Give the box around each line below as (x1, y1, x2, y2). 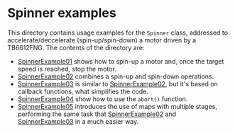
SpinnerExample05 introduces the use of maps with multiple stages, (17, 102, 218, 110)
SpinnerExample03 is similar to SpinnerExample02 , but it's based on (17, 79, 219, 88)
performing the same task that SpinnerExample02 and (17, 110, 176, 118)
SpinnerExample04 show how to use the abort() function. (17, 94, 188, 103)
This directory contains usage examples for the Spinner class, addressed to (7, 28, 229, 37)
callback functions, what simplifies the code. (17, 87, 149, 96)
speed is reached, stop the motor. (17, 64, 117, 73)
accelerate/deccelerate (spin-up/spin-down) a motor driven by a (7, 35, 197, 44)
